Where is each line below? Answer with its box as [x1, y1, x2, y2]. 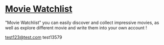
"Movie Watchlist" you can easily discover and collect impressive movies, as [5, 20, 159, 25]
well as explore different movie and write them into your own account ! [5, 24, 147, 30]
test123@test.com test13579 [5, 34, 62, 40]
